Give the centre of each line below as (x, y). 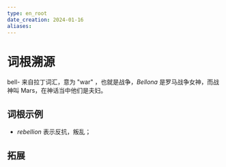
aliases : (19, 26)
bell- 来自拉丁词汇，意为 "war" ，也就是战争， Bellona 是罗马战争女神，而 (110, 82)
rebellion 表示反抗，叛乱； (54, 132)
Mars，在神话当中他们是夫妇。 (63, 91)
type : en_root (27, 13)
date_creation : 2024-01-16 (45, 20)
